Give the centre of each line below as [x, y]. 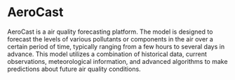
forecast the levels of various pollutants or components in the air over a [110, 39]
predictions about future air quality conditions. [74, 69]
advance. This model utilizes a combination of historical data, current [107, 54]
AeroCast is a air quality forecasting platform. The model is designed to [110, 32]
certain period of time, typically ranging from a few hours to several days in [116, 46]
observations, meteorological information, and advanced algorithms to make [117, 61]
